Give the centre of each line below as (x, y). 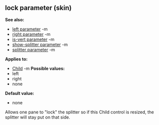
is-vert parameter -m (33, 39)
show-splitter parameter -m (40, 44)
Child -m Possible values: (38, 68)
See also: (15, 19)
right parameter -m (31, 34)
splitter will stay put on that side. (38, 117)
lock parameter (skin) (38, 8)
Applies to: (16, 59)
